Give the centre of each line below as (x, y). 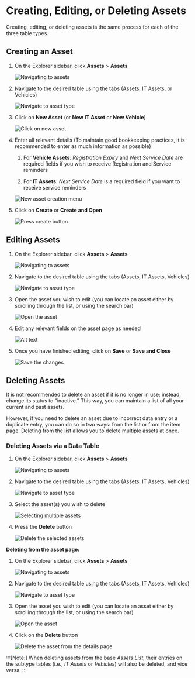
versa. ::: (17, 670)
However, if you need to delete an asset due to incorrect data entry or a (92, 418)
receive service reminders (55, 187)
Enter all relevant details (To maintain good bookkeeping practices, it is (100, 140)
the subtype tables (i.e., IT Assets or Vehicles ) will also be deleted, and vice (97, 664)
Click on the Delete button (46, 635)
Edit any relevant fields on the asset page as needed (78, 328)
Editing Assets (33, 240)
